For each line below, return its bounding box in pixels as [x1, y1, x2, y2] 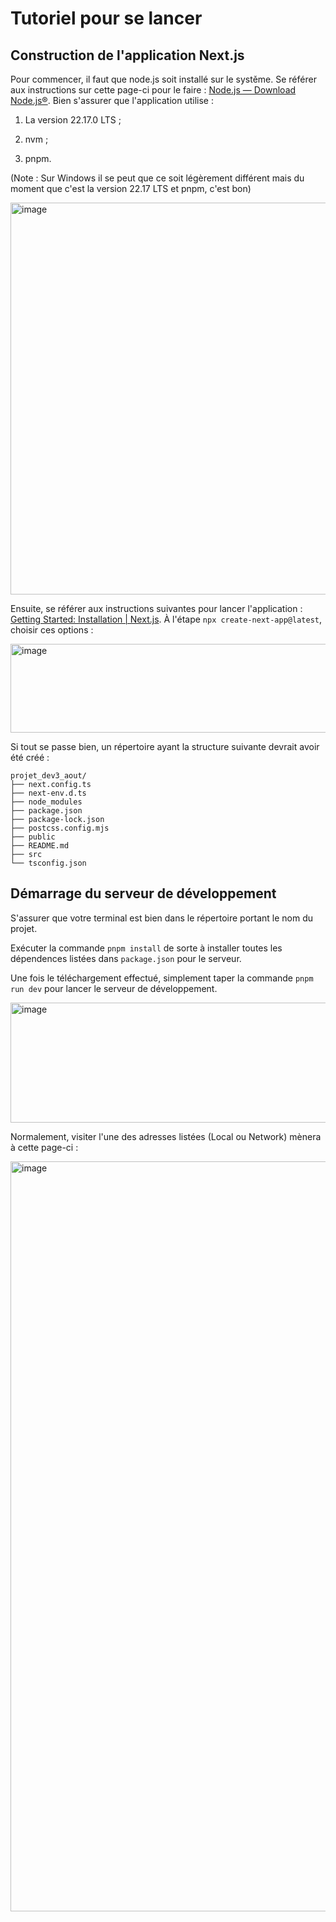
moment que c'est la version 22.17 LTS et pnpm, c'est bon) [10, 183, 252, 194]
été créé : [10, 752, 50, 763]
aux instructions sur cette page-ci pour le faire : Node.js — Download [10, 84, 297, 96]
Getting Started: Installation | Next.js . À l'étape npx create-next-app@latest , [10, 613, 323, 625]
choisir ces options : [10, 624, 94, 636]
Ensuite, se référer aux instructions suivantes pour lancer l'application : [10, 603, 303, 614]
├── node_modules [10, 797, 83, 807]
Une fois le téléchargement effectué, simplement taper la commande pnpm [10, 972, 314, 984]
